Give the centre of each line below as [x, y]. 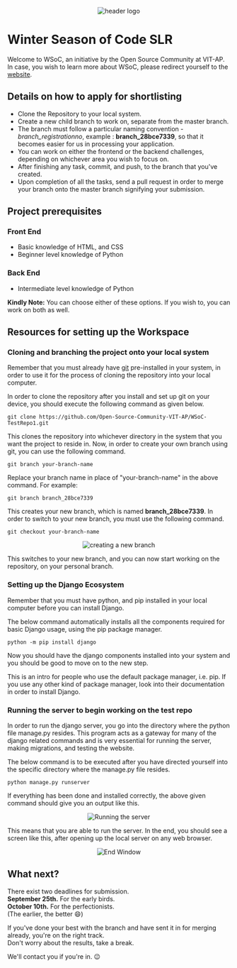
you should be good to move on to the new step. [78, 663]
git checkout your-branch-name [53, 532]
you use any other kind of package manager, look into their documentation [116, 684]
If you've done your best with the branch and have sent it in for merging [112, 928]
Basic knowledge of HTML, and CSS [70, 247]
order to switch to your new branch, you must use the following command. [116, 519]
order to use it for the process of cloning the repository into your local [109, 375]
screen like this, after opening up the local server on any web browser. [110, 838]
